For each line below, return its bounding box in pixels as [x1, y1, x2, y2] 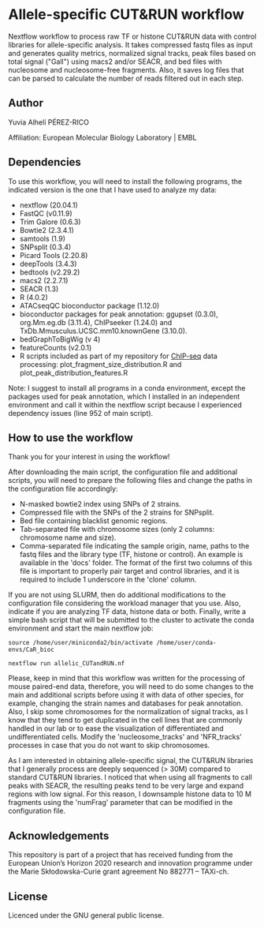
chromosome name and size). [19, 533, 117, 542]
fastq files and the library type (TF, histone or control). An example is [19, 550, 244, 559]
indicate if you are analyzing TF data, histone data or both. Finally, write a [8, 607, 247, 616]
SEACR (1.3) [19, 284, 59, 294]
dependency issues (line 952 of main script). [8, 408, 154, 417]
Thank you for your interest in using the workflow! [8, 452, 170, 462]
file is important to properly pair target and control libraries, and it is [19, 567, 240, 576]
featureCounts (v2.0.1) [19, 342, 92, 352]
